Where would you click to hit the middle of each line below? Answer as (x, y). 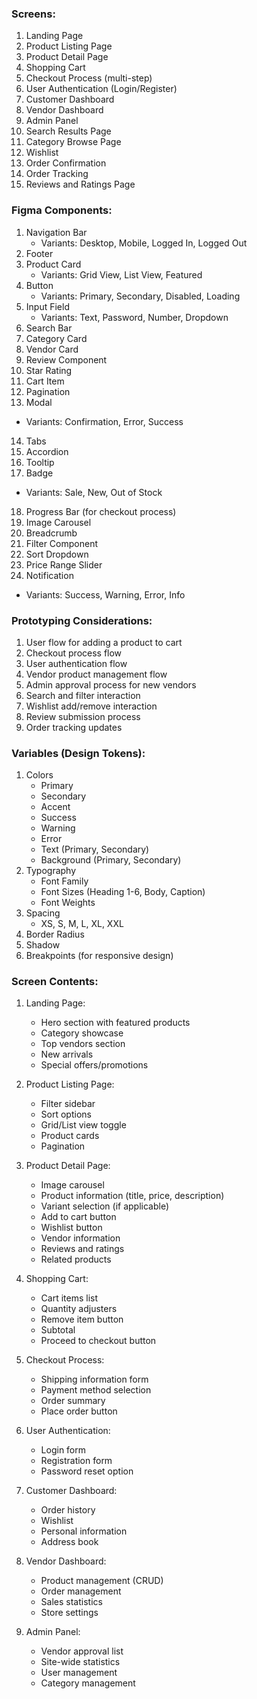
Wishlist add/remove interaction (91, 706)
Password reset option (87, 1471)
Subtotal (58, 1330)
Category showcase (82, 1033)
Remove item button (82, 1319)
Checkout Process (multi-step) (89, 78)
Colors (39, 775)
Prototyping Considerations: (82, 620)
